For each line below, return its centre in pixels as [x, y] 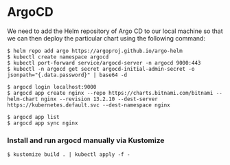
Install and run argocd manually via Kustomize [86, 140]
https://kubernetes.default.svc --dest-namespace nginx [89, 105]
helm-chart [23, 99]
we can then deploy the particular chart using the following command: [106, 38]
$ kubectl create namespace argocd [58, 57]
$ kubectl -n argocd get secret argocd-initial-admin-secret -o [101, 69]
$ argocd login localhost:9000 [52, 87]
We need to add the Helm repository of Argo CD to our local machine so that [115, 31]
